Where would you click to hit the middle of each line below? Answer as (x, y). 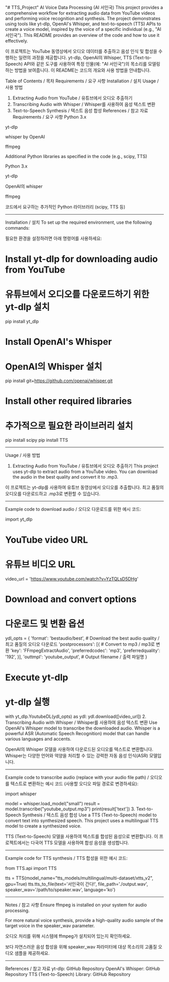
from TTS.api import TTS (31, 868)
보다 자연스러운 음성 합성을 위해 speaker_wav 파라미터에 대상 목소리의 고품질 (81, 947)
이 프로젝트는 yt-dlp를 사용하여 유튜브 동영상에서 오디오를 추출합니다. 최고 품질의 (84, 487)
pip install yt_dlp (22, 322)
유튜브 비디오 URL (40, 564)
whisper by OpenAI (25, 137)
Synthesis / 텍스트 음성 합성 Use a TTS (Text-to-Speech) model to (90, 815)
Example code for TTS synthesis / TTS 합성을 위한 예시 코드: (67, 858)
